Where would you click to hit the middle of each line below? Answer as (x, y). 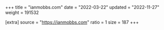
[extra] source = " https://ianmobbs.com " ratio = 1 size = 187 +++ (72, 22)
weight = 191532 (22, 12)
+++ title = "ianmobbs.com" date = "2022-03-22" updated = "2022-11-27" (82, 7)
